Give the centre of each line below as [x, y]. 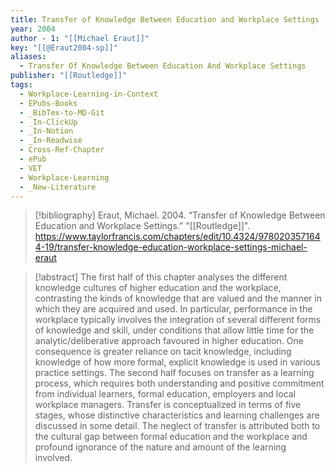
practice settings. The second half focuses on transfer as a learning [174, 373]
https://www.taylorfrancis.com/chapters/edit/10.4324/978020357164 [177, 237]
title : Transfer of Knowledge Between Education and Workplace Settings [165, 19]
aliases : [28, 57]
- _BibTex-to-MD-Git [62, 112]
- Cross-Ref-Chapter [62, 150]
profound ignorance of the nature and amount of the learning [160, 447]
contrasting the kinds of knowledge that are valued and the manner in [178, 298]
